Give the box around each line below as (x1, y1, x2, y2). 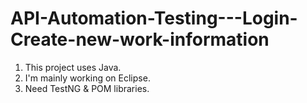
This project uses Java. (24, 61, 122, 73)
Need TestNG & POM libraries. (24, 82, 150, 94)
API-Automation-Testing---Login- (10, 7, 298, 30)
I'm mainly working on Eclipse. (24, 72, 151, 84)
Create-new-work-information (10, 28, 270, 51)
